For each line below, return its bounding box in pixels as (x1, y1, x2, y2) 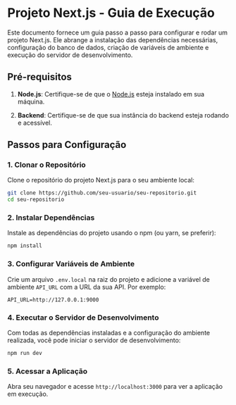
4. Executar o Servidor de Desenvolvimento (7, 312, 159, 322)
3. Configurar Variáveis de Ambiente (7, 259, 135, 269)
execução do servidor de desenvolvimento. (7, 51, 133, 59)
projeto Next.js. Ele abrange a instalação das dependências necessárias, (7, 35, 218, 44)
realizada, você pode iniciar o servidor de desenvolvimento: (7, 336, 181, 344)
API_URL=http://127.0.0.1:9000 (7, 296, 99, 304)
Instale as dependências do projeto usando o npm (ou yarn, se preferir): (7, 229, 216, 237)
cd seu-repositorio (7, 196, 65, 204)
